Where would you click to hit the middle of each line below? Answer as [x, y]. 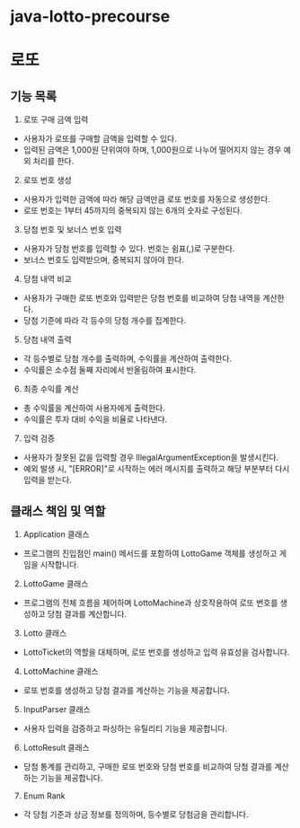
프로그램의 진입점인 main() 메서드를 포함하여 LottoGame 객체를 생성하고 [150, 553]
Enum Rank [44, 796]
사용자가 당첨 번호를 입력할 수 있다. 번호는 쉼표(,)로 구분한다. [129, 249]
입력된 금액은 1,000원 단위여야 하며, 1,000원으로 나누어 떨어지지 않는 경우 [152, 150]
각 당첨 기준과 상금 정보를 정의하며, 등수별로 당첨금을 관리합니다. [136, 814]
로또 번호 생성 [47, 181]
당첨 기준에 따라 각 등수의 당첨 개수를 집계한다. [105, 321]
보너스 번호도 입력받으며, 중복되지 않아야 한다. [104, 260]
